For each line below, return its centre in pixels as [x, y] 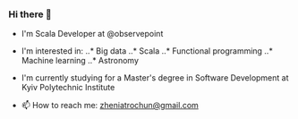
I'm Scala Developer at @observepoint [92, 34]
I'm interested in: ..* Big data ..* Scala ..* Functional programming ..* [147, 51]
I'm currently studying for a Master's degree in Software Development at [155, 78]
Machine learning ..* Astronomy [80, 61]
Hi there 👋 [30, 14]
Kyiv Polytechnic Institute [68, 88]
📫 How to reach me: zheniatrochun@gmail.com [110, 106]
